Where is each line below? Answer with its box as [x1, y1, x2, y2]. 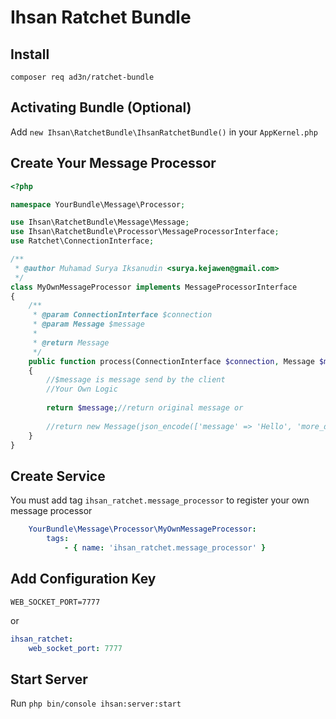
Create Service [10, 467, 106, 485]
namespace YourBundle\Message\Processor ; [10, 199, 186, 210]
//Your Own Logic [46, 384, 118, 395]
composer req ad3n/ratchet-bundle [10, 72, 155, 82]
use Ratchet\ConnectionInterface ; [10, 236, 155, 246]
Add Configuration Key [10, 571, 157, 588]
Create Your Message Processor [10, 155, 217, 172]
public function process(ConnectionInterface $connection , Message [28, 356, 315, 366]
